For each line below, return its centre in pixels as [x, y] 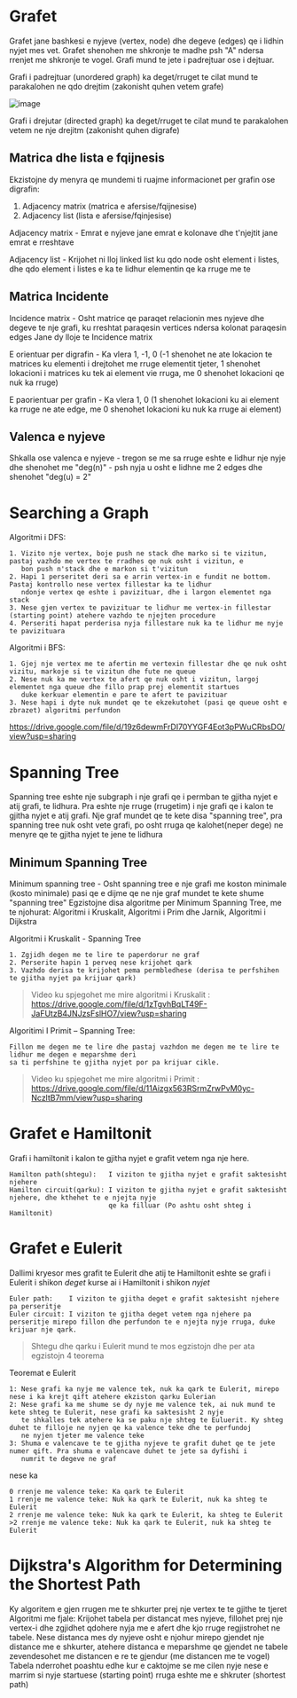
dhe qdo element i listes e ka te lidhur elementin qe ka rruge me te [130, 269]
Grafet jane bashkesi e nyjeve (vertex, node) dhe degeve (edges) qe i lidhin [146, 41]
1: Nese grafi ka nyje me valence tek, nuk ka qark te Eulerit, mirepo [144, 1389]
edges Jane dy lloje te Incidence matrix [81, 337]
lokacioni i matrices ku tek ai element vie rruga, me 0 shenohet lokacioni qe [147, 373]
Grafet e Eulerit [66, 1249]
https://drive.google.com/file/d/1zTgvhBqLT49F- [119, 1004]
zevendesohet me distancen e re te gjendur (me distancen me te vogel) [140, 1655]
